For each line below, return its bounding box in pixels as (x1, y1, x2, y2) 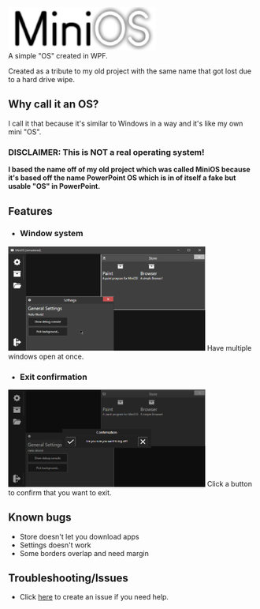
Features (8, 205, 53, 218)
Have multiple (206, 344, 252, 352)
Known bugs (8, 511, 72, 524)
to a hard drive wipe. (8, 75, 75, 84)
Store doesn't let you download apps (19, 532, 139, 541)
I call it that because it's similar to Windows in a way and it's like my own (8, 118, 243, 128)
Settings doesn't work (19, 540, 91, 550)
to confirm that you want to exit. (8, 487, 112, 497)
